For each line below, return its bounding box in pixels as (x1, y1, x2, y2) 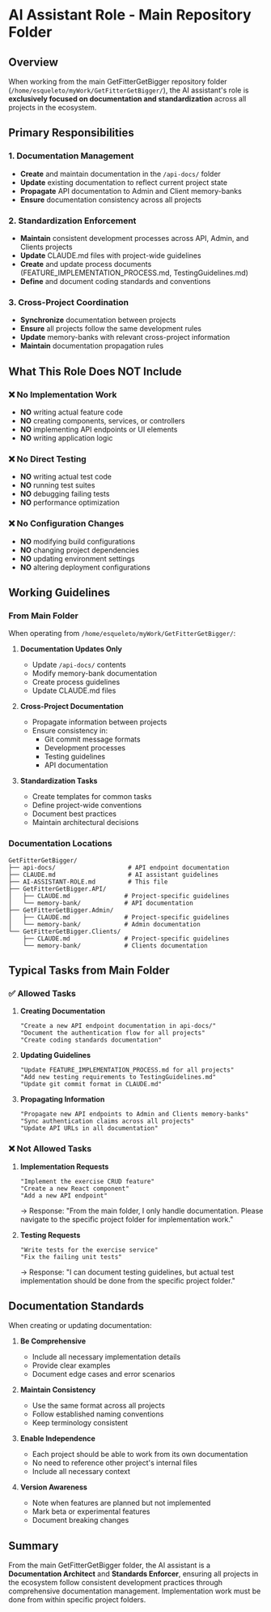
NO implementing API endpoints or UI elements (19, 424, 178, 434)
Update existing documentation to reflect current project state (19, 177, 228, 187)
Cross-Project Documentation (19, 702, 124, 711)
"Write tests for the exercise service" (19, 1245, 159, 1254)
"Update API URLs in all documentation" (19, 1124, 159, 1133)
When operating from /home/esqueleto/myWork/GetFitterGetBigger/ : (8, 629, 236, 638)
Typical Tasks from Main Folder (8, 963, 170, 977)
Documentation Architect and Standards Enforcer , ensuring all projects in (8, 1569, 259, 1579)
